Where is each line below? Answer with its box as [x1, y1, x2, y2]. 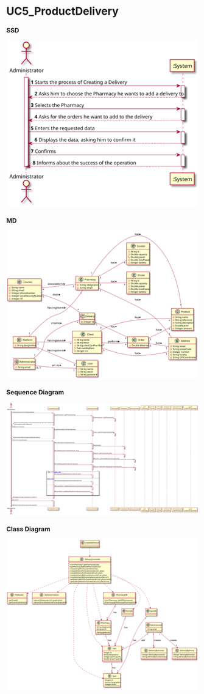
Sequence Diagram [6, 388, 65, 397]
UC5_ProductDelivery [6, 4, 119, 18]
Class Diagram [6, 525, 51, 533]
